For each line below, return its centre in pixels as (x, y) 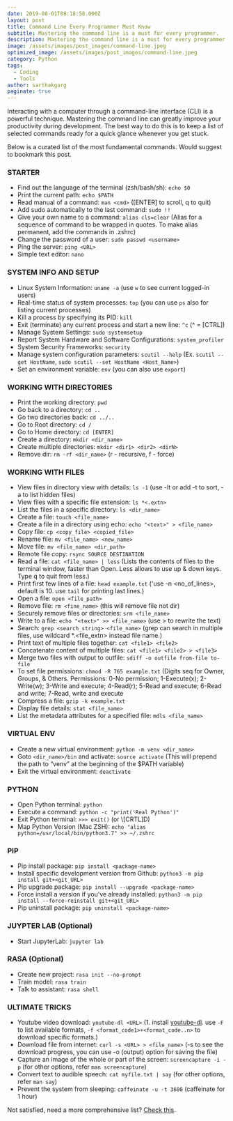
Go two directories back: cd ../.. (66, 417)
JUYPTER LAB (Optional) (50, 926)
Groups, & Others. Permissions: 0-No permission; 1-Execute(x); (108, 679)
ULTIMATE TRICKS (39, 1007)
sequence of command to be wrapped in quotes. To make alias (107, 224)
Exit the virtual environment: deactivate (74, 771)
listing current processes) (54, 310)
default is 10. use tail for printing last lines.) (81, 591)
